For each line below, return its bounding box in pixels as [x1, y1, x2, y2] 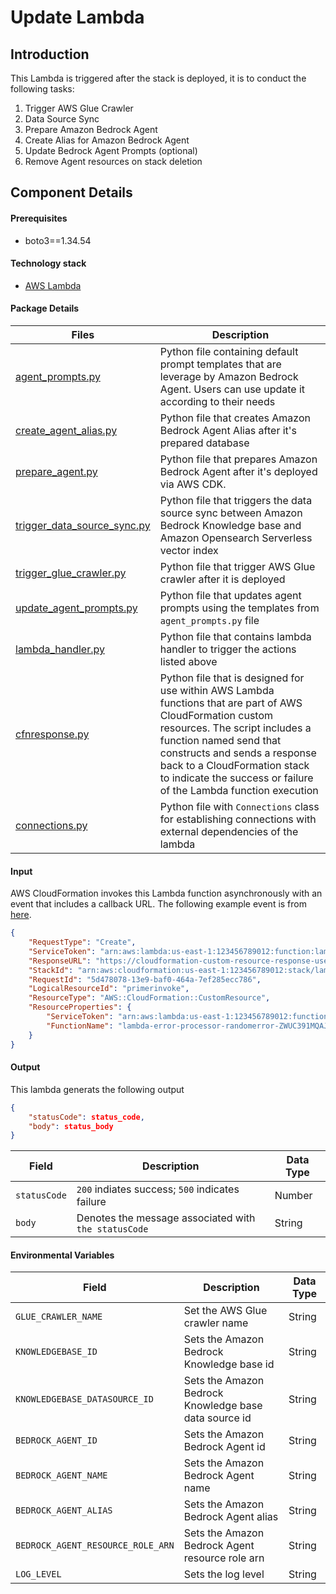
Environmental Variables [10, 1249, 115, 1261]
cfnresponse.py [15, 727, 90, 741]
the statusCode [76, 1224, 149, 1235]
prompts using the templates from [159, 601, 320, 615]
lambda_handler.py [15, 642, 105, 656]
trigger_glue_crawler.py [15, 566, 127, 580]
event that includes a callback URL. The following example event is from [10, 898, 307, 910]
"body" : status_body [28, 1121, 114, 1131]
